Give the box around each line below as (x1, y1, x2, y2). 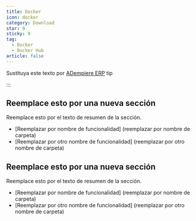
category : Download (6, 20, 55, 26)
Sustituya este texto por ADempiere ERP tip (6, 69, 113, 76)
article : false (6, 53, 44, 59)
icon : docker (6, 14, 39, 20)
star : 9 (6, 25, 26, 32)
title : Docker (6, 8, 42, 15)
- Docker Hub (11, 48, 44, 54)
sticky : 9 (6, 31, 31, 37)
